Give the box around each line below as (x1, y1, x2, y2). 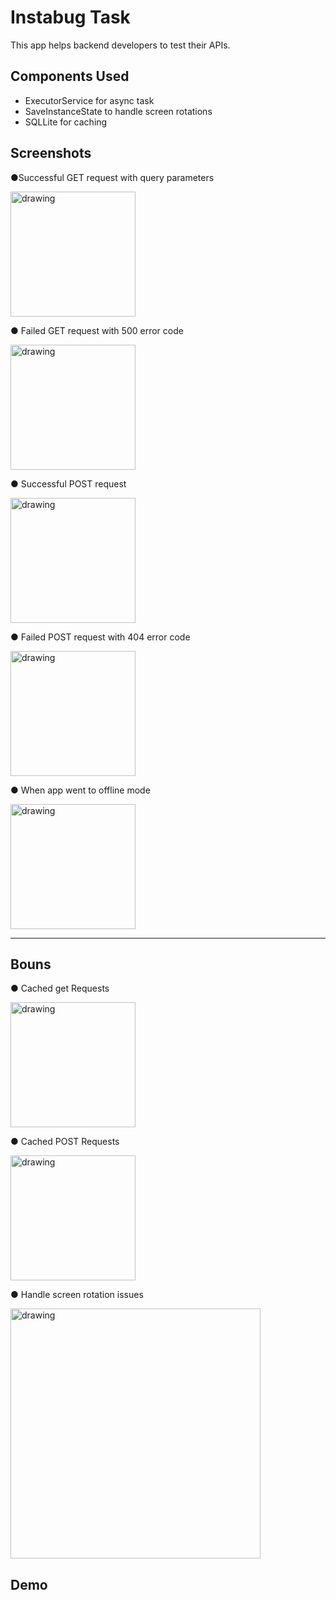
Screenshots (10, 145, 92, 162)
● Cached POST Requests (10, 1136, 120, 1148)
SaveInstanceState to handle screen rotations (24, 105, 213, 117)
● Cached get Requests (10, 982, 110, 995)
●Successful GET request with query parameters (10, 171, 215, 183)
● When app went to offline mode (10, 784, 151, 796)
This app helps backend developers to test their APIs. (10, 39, 231, 51)
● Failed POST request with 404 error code (10, 631, 191, 643)
